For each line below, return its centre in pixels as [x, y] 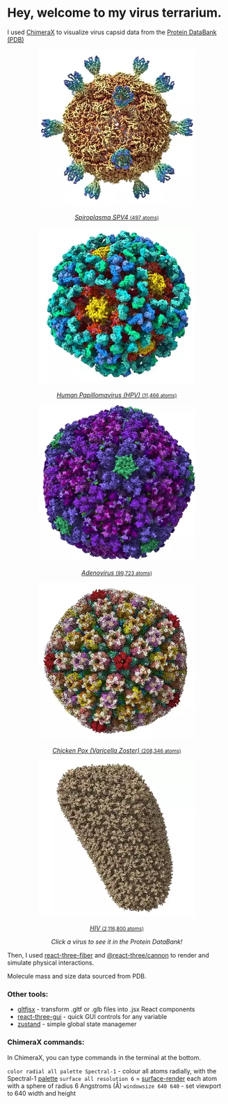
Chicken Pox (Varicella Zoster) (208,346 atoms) [117, 750]
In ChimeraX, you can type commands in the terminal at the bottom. [104, 1057]
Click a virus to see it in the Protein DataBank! [117, 942]
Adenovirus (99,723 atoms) [117, 572]
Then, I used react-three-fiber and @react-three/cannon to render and [108, 955]
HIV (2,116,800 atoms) [117, 928]
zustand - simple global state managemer [77, 1024]
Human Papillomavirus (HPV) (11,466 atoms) [117, 394]
